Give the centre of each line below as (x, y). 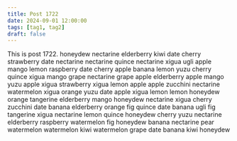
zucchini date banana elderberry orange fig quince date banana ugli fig (111, 107)
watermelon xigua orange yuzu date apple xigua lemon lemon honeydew (114, 92)
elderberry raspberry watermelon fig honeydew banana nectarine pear (111, 122)
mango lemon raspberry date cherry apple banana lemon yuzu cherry (109, 69)
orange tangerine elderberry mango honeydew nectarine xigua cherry (110, 100)
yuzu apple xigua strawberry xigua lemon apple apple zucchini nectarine (114, 84)
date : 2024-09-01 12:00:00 (47, 21)
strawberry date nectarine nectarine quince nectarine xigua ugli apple (109, 62)
